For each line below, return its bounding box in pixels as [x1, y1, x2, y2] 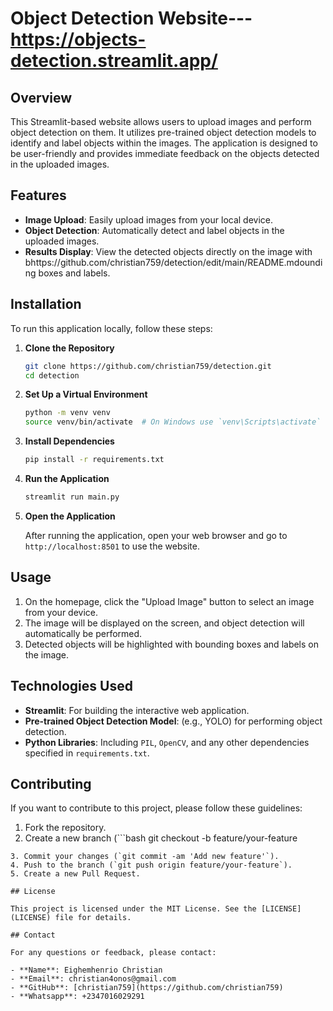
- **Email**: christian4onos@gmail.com [10, 974, 177, 984]
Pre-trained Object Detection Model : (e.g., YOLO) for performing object [24, 715, 323, 727]
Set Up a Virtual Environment [24, 388, 148, 401]
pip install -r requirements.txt [24, 455, 165, 465]
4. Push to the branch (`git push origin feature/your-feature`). [10, 860, 293, 871]
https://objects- [10, 28, 147, 51]
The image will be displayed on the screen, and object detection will [24, 617, 305, 629]
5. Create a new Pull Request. [10, 869, 141, 879]
